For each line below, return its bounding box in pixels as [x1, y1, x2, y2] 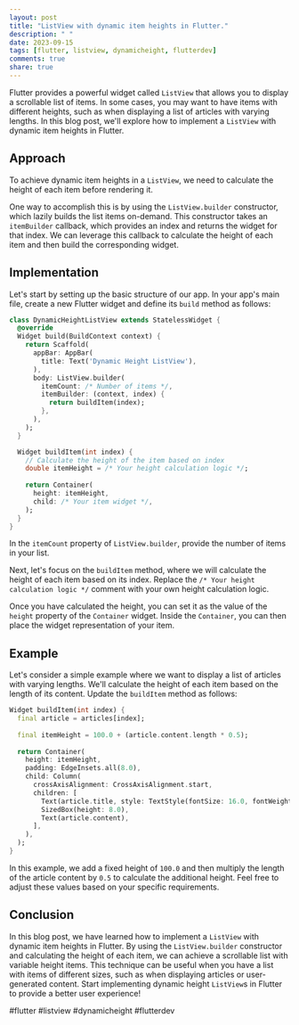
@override [17, 324, 53, 332]
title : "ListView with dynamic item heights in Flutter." [9, 21, 229, 30]
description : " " [9, 29, 74, 38]
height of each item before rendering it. [9, 184, 154, 194]
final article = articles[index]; [17, 714, 145, 723]
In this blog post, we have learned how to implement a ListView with [9, 931, 260, 941]
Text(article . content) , [41, 813, 129, 823]
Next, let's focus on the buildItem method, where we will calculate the [9, 565, 267, 576]
